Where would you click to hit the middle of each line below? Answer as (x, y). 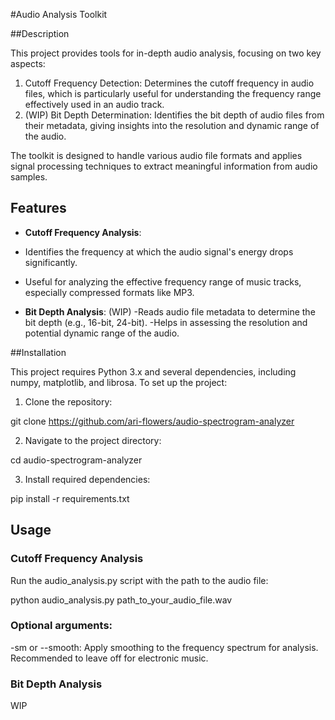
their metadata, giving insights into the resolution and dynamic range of (172, 125)
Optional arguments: (61, 626)
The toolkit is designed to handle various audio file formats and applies (156, 155)
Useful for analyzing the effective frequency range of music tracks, (163, 281)
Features (38, 208)
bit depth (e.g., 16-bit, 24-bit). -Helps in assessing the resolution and (166, 322)
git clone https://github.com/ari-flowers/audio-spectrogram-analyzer (152, 421)
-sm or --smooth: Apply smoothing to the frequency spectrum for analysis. (164, 647)
